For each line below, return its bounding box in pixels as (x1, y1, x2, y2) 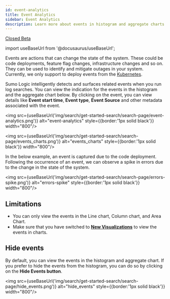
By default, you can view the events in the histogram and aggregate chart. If (5, 257, 164, 264)
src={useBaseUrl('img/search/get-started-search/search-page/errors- (17, 174, 165, 180)
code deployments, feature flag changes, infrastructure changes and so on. (5, 60, 163, 66)
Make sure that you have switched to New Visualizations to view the (12, 224, 157, 230)
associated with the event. (5, 102, 60, 109)
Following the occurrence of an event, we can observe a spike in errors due (5, 159, 163, 165)
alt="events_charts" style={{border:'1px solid (61, 138, 156, 144)
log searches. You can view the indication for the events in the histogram (5, 87, 158, 93)
